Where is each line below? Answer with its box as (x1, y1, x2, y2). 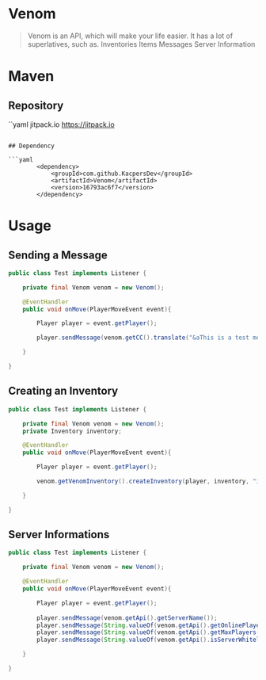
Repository (8, 98, 64, 112)
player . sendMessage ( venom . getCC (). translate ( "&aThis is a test (36, 334, 249, 342)
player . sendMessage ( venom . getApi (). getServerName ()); (36, 613, 218, 622)
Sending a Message (8, 248, 108, 262)
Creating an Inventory (8, 384, 119, 398)
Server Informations (8, 528, 110, 541)
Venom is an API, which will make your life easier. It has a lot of (27, 31, 234, 40)
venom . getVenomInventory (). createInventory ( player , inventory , (36, 477, 249, 485)
